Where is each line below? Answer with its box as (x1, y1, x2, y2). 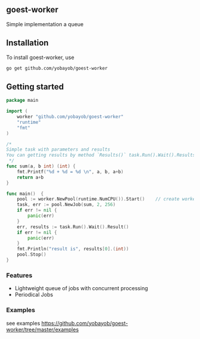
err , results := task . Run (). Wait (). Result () (17, 223, 129, 230)
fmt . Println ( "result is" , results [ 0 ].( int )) (17, 246, 129, 252)
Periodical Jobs (14, 291, 54, 298)
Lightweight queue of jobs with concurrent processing (14, 285, 148, 292)
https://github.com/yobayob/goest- (41, 319, 128, 326)
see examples (6, 319, 40, 326)
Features (6, 271, 33, 279)
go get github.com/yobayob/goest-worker (6, 65, 108, 71)
